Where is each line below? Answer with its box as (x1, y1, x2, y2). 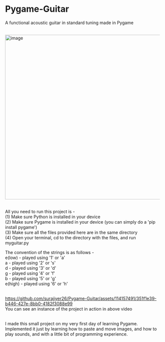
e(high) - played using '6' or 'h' (5, 281, 68, 286)
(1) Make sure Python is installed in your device (5, 214, 101, 220)
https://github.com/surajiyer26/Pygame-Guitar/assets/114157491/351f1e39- (5, 295, 157, 301)
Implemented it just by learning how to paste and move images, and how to (5, 326, 157, 332)
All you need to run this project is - (5, 208, 75, 214)
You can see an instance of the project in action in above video (5, 306, 133, 312)
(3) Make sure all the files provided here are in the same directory (5, 229, 137, 235)
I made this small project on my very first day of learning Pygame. (5, 320, 138, 326)
